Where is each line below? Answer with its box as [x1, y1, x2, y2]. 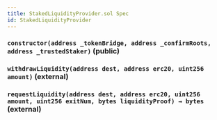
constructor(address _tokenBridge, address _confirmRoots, [7, 40, 211, 47]
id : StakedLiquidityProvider [7, 17, 92, 24]
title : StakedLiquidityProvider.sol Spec [7, 10, 129, 17]
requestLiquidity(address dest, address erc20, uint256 [7, 91, 200, 98]
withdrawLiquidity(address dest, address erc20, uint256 [7, 65, 204, 73]
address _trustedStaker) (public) [7, 46, 120, 56]
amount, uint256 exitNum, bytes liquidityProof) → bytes [7, 98, 204, 105]
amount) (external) [7, 72, 69, 82]
